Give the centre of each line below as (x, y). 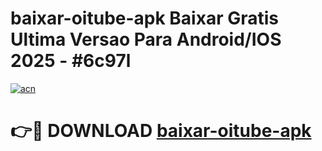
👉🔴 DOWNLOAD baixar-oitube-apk (161, 131)
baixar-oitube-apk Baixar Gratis (144, 18)
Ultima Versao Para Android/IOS (146, 39)
